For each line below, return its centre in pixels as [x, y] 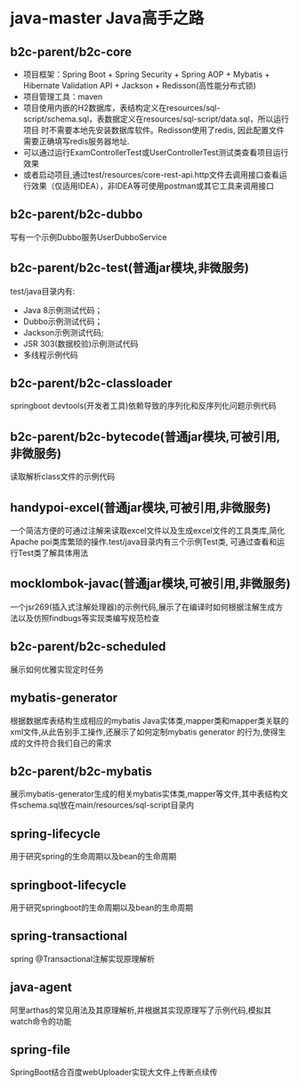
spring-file [40, 1049]
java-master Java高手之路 [107, 18]
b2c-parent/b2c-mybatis [81, 771]
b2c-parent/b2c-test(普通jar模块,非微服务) [130, 268]
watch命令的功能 [41, 1021]
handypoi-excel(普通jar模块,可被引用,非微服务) [141, 507]
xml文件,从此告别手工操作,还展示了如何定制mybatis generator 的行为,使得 [144, 732]
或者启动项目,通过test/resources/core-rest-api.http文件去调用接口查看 [151, 174]
